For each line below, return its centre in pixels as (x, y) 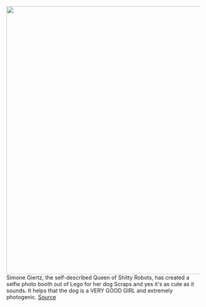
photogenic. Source (31, 297)
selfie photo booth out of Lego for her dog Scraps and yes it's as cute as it (100, 284)
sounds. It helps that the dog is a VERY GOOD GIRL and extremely (90, 290)
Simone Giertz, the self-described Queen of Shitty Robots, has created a (98, 278)
